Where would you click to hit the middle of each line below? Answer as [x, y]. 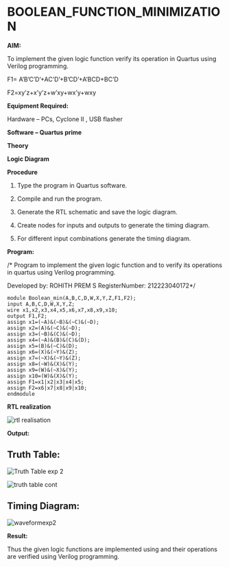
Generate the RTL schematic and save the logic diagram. [97, 212]
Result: [17, 535]
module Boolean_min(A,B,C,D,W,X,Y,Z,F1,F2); [72, 298]
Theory [18, 145]
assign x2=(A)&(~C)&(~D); [44, 328]
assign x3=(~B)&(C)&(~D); [44, 334]
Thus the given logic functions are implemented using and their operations [112, 549]
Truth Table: [34, 455]
